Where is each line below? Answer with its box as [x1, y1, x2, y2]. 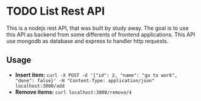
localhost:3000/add [15, 83, 65, 89]
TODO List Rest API [6, 4, 105, 18]
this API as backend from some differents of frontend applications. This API [6, 30, 196, 38]
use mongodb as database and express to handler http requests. [6, 37, 169, 44]
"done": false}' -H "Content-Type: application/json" [15, 77, 155, 83]
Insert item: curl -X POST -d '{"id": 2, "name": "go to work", [15, 71, 178, 78]
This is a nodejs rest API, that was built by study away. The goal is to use [6, 24, 189, 32]
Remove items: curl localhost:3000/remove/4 [15, 88, 132, 96]
